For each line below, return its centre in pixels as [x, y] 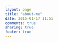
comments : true [20, 23]
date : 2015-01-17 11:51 [29, 18]
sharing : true [19, 28]
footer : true [18, 32]
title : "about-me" [24, 14]
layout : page [18, 9]
